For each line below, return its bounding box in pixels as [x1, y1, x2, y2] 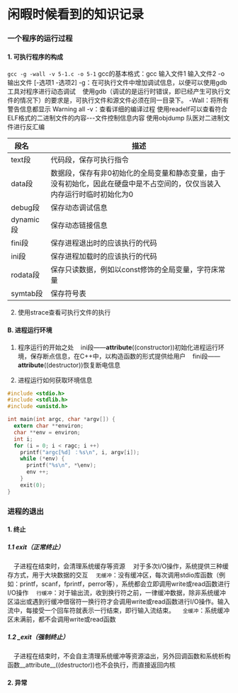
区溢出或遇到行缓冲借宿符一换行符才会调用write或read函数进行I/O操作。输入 [7, 597, 230, 606]
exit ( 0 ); [20, 481, 46, 489]
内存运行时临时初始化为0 [50, 189, 134, 199]
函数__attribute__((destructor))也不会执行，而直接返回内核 [7, 660, 176, 670]
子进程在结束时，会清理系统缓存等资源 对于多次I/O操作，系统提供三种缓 [13, 562, 229, 570]
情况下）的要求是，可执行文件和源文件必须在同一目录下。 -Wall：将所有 [19, 96, 229, 105]
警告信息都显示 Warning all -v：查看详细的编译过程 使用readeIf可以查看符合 [7, 105, 228, 113]
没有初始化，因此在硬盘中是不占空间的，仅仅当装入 [50, 179, 221, 188]
